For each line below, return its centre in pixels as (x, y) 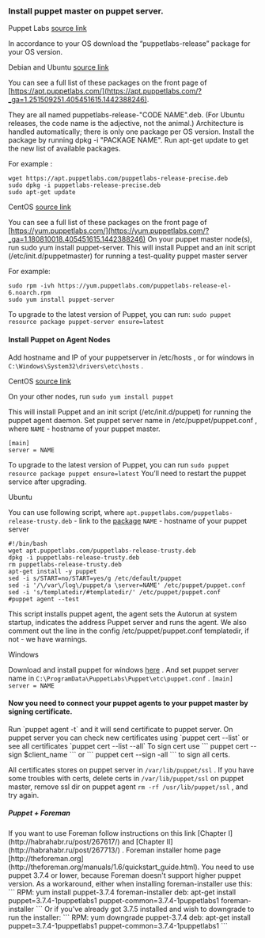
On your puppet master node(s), (200, 239)
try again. (24, 795)
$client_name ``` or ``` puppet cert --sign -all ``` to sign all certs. (127, 754)
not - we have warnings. (48, 639)
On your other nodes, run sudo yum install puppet (91, 396)
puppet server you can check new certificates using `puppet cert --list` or (129, 738)
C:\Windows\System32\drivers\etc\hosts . (76, 365)
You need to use (228, 867)
